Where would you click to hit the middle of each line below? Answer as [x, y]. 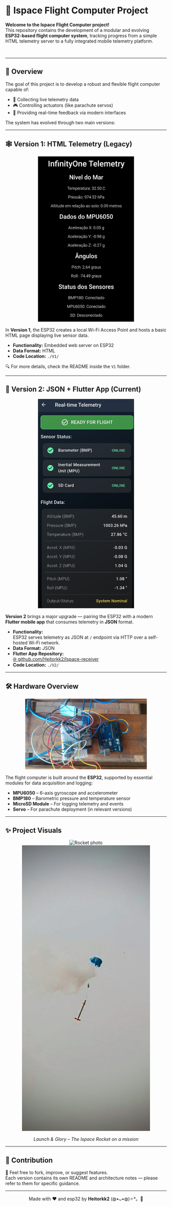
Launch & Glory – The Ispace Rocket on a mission [86, 1139]
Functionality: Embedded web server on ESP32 [63, 345]
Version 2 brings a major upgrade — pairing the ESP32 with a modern [79, 617]
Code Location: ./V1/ [36, 356]
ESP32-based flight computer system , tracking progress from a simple [81, 35]
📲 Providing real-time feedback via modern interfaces [69, 112]
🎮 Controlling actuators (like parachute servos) [63, 105]
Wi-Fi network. [44, 643]
